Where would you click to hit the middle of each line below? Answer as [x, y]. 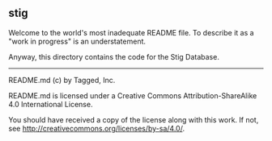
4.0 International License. [51, 104]
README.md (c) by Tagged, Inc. [62, 80]
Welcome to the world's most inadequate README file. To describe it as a [131, 32]
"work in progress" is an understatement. [77, 41]
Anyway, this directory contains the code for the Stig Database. [114, 56]
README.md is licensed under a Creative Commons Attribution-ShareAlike [133, 95]
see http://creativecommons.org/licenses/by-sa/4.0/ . [96, 128]
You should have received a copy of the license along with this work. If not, [134, 119]
